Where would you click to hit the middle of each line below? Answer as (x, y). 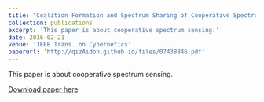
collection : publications (50, 23)
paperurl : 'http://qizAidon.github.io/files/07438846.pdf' (107, 52)
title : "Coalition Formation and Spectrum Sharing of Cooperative (119, 15)
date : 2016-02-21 (37, 37)
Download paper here (43, 89)
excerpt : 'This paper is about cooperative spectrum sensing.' (114, 30)
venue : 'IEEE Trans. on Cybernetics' (70, 45)
